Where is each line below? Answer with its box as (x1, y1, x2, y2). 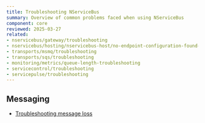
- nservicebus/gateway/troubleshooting (6, 37, 108, 43)
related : (6, 32, 29, 38)
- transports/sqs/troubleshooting (6, 54, 95, 60)
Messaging (6, 94, 50, 104)
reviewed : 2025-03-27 (6, 26, 62, 32)
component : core (6, 20, 48, 26)
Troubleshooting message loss (15, 110, 93, 118)
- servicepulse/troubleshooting (6, 71, 88, 77)
